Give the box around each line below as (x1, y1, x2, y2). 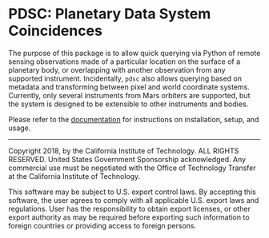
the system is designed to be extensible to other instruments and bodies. (8, 99, 249, 109)
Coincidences (8, 22, 102, 40)
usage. (8, 123, 31, 133)
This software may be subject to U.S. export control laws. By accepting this (8, 187, 256, 196)
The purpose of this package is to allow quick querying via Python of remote (8, 48, 261, 58)
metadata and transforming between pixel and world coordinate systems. (8, 81, 251, 92)
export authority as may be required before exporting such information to (8, 212, 250, 222)
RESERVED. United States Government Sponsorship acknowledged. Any (8, 154, 247, 164)
